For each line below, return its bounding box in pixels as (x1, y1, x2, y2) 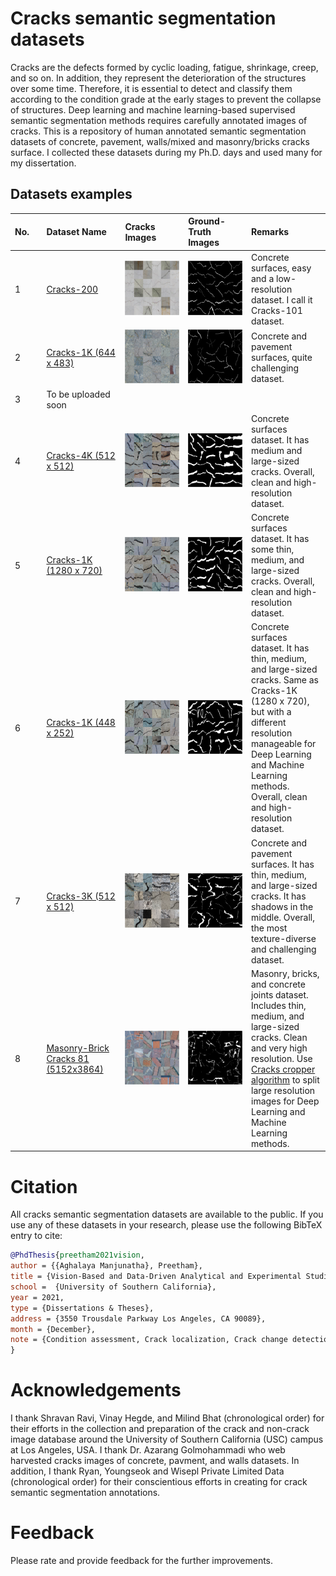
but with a (250, 706, 292, 718)
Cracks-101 (250, 304, 303, 316)
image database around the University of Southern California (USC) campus (10, 1433, 324, 1446)
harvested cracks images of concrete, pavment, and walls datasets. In (10, 1455, 300, 1467)
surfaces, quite (250, 352, 313, 364)
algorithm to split (250, 1073, 320, 1086)
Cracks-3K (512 (46, 890, 116, 902)
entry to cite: (10, 1230, 63, 1242)
